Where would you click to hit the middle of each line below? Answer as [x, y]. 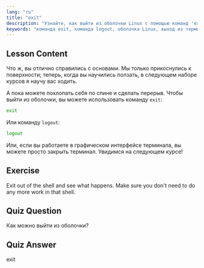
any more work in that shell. [41, 192]
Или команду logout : [33, 122]
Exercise [23, 171]
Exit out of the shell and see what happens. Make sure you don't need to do [101, 185]
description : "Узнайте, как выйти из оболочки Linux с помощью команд [97, 23]
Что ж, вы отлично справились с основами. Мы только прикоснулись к [99, 68]
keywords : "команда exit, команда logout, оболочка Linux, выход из [95, 29]
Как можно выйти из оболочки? [48, 225]
